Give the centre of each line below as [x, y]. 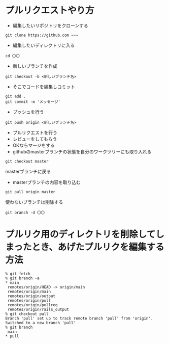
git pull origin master [30, 192]
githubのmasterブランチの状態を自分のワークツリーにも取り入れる [82, 151]
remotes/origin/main [29, 292]
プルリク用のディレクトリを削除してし [85, 234]
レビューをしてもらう [35, 139]
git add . [16, 96]
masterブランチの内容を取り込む [47, 182]
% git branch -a [22, 278]
